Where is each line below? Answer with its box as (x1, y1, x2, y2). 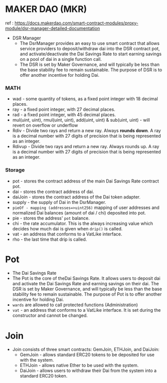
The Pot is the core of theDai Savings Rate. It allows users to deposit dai (12, 275, 161, 281)
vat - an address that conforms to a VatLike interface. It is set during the (12, 307, 161, 313)
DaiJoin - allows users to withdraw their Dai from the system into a (19, 368, 157, 374)
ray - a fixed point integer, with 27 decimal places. (12, 106, 116, 113)
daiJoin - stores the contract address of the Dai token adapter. (12, 193, 141, 200)
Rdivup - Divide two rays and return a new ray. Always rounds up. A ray (12, 144, 160, 150)
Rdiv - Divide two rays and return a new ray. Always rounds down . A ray (12, 128, 161, 134)
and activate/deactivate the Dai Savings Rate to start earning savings (19, 51, 162, 57)
